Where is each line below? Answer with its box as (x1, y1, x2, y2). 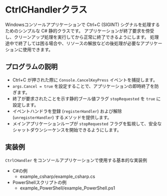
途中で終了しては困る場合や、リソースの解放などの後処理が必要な (5, 40, 141, 46)
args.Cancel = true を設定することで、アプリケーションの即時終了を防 (12, 83, 159, 89)
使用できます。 (22, 46, 53, 52)
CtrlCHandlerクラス (5, 4, 87, 15)
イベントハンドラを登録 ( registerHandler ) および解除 (12, 108, 122, 114)
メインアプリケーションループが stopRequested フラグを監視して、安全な (12, 120, 162, 126)
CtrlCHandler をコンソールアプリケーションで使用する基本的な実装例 (5, 157, 147, 163)
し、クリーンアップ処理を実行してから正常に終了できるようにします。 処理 (5, 34, 159, 40)
